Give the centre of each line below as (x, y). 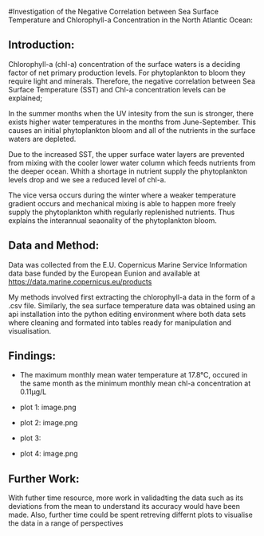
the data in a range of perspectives (66, 523)
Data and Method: (54, 246)
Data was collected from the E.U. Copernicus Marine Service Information (128, 264)
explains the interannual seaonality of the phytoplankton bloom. (113, 220)
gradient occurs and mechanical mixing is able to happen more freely (122, 203)
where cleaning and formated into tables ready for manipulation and (120, 323)
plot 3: (30, 438)
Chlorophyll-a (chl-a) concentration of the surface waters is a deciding (124, 64)
